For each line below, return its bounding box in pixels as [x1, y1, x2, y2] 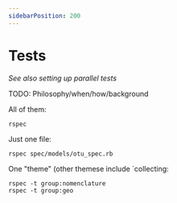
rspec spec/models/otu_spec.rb [8, 150, 113, 158]
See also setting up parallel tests [8, 73, 117, 83]
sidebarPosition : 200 [8, 11, 81, 20]
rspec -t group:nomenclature [8, 179, 106, 188]
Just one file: [8, 134, 52, 143]
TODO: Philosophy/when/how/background [8, 89, 149, 98]
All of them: [8, 104, 47, 114]
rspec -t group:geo [8, 186, 74, 194]
